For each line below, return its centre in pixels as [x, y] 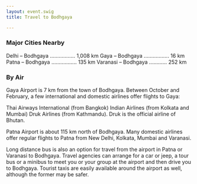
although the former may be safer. [48, 175]
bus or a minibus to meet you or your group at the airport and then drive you [99, 162]
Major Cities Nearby [35, 43]
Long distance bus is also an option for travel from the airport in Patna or [94, 149]
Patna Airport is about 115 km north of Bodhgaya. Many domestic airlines [94, 132]
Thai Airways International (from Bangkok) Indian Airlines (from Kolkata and [98, 108]
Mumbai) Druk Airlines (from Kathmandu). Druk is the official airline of [91, 114]
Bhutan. [16, 120]
